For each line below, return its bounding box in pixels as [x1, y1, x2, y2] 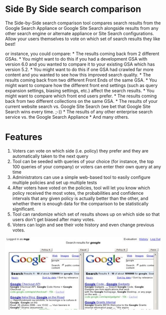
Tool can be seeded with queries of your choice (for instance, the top [12, 158, 154, 164]
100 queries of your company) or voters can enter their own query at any [12, 163, 161, 169]
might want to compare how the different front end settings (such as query [5, 82, 158, 88]
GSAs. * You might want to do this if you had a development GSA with [5, 56, 148, 62]
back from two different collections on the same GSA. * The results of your [5, 98, 158, 104]
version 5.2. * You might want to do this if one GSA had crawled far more [5, 66, 154, 73]
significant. [12, 206, 36, 212]
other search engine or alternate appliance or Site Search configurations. [5, 30, 155, 36]
